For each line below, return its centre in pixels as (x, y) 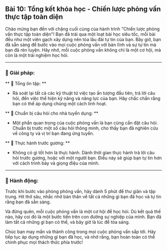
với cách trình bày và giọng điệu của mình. (56, 163)
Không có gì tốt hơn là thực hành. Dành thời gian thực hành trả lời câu (83, 153)
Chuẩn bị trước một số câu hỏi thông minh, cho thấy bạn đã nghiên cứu (85, 128)
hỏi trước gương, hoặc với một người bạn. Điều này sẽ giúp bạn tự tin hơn (87, 158)
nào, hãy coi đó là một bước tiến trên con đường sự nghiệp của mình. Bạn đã (83, 217)
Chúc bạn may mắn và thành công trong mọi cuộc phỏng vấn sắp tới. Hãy (81, 232)
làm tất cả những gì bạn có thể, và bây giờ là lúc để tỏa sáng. (68, 222)
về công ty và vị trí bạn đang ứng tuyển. (53, 133)
